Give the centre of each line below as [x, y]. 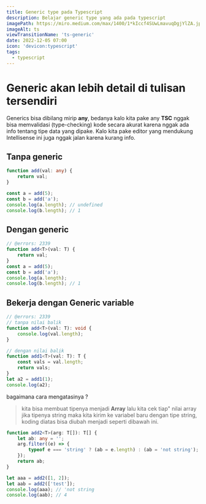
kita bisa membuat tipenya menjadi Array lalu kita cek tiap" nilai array [109, 408]
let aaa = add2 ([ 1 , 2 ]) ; [38, 478]
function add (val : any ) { [39, 171]
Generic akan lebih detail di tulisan [96, 88]
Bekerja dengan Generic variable [70, 303]
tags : [13, 52]
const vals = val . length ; [51, 362]
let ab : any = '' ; [41, 438]
